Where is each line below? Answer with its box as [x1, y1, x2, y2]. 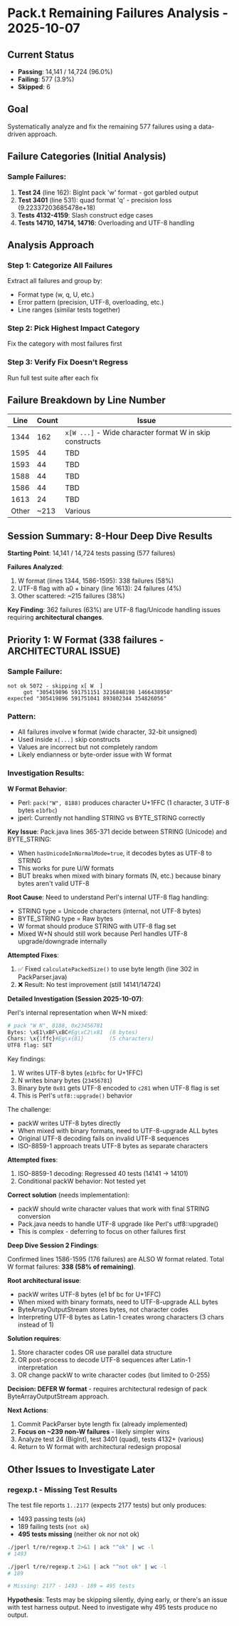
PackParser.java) [17, 972, 68, 981]
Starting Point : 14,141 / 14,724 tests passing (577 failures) [7, 549, 176, 558]
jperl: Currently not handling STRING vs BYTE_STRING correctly [17, 813, 206, 822]
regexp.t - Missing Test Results [7, 1485, 118, 1495]
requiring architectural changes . [7, 613, 105, 622]
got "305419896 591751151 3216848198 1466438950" [23, 689, 174, 696]
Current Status [7, 48, 75, 61]
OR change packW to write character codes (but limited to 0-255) [17, 1371, 211, 1379]
